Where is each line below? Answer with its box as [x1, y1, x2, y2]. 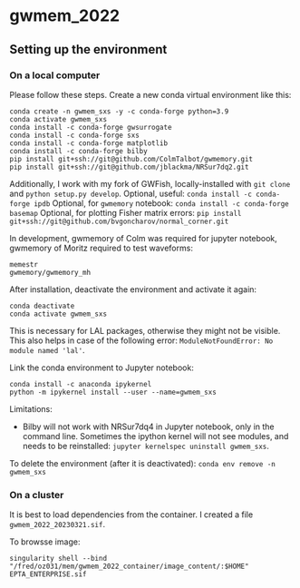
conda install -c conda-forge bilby [9, 146, 148, 155]
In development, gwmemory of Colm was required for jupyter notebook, [9, 232, 278, 243]
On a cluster [9, 488, 64, 501]
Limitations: [9, 403, 53, 414]
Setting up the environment [9, 42, 168, 57]
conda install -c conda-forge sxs [9, 131, 140, 140]
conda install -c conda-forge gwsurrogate [9, 122, 172, 132]
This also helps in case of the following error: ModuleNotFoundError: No [9, 335, 274, 346]
